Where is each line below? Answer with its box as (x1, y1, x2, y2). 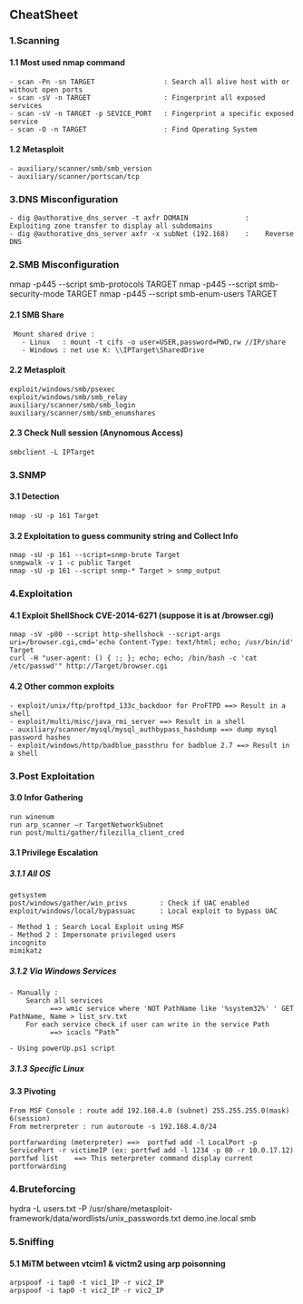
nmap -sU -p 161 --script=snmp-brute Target (9, 551, 181, 560)
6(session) (9, 1113, 51, 1123)
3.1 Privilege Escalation (9, 848, 98, 858)
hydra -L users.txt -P (9, 1203, 88, 1214)
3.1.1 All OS (9, 868, 52, 878)
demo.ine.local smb (182, 1213, 257, 1224)
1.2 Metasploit (9, 144, 64, 155)
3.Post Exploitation (9, 770, 95, 782)
